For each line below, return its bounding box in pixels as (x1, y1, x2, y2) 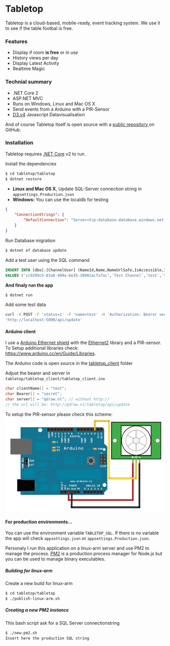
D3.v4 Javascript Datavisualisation (12, 111, 85, 117)
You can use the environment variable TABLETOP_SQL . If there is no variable (5, 530, 159, 536)
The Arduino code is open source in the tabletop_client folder (5, 360, 133, 366)
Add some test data (5, 301, 47, 308)
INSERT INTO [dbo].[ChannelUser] (5, 267, 76, 273)
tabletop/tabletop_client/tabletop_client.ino (5, 377, 105, 382)
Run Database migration (5, 237, 56, 244)
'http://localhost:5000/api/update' (5, 318, 82, 323)
